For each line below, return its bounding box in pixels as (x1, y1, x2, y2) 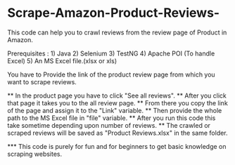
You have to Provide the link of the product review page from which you (7, 70, 216, 79)
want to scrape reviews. (7, 77, 77, 86)
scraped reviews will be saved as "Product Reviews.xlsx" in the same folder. (7, 128, 228, 137)
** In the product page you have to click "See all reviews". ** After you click (7, 91, 227, 100)
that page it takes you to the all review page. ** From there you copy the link (7, 98, 229, 107)
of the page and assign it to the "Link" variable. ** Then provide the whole (7, 106, 222, 114)
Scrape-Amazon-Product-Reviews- (7, 5, 220, 21)
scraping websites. (7, 150, 63, 158)
